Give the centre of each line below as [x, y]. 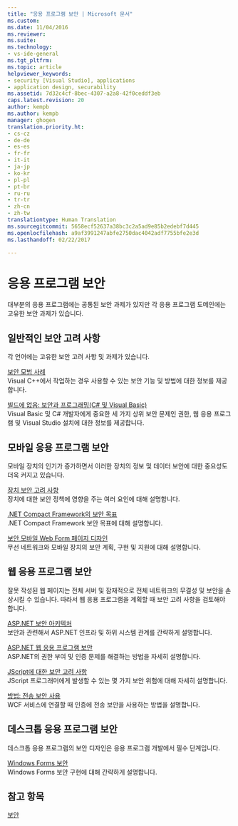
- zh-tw [19, 213]
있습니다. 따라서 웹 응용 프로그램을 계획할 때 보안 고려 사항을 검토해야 [130, 599]
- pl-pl [19, 180]
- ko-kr [19, 173]
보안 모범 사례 [27, 372]
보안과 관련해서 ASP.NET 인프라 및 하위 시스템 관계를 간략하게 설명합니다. [110, 632]
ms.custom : [24, 21]
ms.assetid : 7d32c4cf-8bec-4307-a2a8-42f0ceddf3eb [84, 94]
